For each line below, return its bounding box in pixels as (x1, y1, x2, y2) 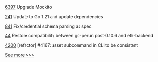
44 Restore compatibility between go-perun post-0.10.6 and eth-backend (5, 33, 154, 38)
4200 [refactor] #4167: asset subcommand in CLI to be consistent (5, 42, 138, 48)
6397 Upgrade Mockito (5, 4, 52, 10)
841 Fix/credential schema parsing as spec (5, 23, 92, 29)
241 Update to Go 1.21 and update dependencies (5, 14, 103, 19)
